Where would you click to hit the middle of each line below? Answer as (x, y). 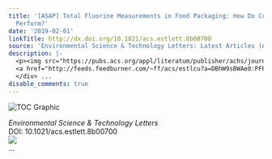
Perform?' (32, 24)
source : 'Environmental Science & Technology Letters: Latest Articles (132, 46)
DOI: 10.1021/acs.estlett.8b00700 (63, 131)
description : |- (36, 54)
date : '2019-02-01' (41, 31)
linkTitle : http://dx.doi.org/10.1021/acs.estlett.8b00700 (110, 39)
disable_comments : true (49, 84)
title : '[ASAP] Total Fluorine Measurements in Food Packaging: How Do (132, 16)
